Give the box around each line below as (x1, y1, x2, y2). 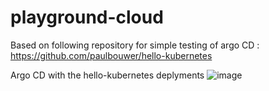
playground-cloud (10, 6, 164, 29)
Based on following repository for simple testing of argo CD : (10, 39, 260, 51)
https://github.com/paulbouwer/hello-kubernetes (10, 49, 213, 61)
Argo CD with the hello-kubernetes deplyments (10, 69, 205, 81)
